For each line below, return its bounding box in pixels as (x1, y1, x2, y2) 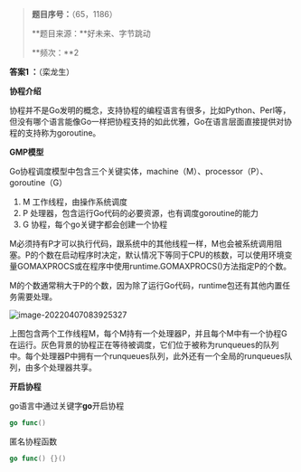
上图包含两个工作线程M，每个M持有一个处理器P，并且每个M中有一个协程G (9, 328, 287, 338)
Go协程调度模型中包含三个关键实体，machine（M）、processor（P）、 (9, 166, 268, 176)
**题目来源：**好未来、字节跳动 (31, 28, 151, 39)
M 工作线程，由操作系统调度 (22, 196, 128, 207)
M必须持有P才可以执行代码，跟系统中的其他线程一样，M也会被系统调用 (9, 239, 275, 249)
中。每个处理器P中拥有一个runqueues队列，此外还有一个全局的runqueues (9, 351, 285, 361)
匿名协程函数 (9, 436, 57, 447)
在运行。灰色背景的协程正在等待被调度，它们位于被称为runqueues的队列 (9, 339, 279, 350)
